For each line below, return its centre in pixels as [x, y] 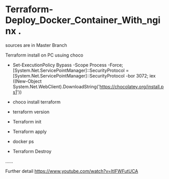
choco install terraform [37, 102]
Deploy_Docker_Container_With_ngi [83, 20]
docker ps [23, 141]
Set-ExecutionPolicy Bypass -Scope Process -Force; [68, 65]
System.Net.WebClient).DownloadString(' [56, 86]
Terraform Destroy [32, 151]
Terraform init [27, 121]
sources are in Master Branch [36, 45]
